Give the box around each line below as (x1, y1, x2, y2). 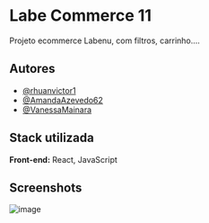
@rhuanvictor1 (22, 85, 76, 95)
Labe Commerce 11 (9, 5, 152, 26)
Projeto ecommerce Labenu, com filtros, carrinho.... (9, 35, 200, 46)
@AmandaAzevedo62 (22, 94, 103, 105)
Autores (9, 61, 56, 76)
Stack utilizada (9, 130, 94, 146)
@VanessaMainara (22, 104, 92, 115)
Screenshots (9, 180, 83, 195)
